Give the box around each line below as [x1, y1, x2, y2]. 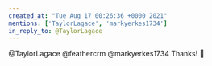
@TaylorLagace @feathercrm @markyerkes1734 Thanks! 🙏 [8, 49, 205, 59]
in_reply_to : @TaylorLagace [8, 27, 103, 35]
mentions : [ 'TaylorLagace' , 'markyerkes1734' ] [8, 19, 168, 27]
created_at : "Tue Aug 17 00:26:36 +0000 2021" [8, 11, 168, 20]
